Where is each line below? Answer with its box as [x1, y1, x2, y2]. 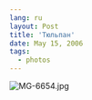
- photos [17, 55, 51, 65]
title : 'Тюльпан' [9, 30, 76, 39]
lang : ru [9, 13, 43, 23]
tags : [9, 47, 30, 56]
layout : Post [9, 22, 59, 31]
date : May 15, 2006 [9, 38, 84, 48]
